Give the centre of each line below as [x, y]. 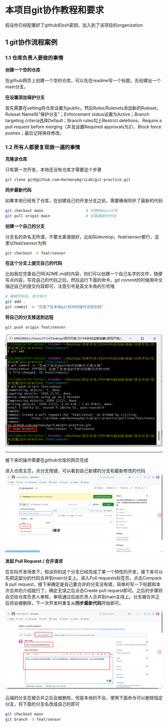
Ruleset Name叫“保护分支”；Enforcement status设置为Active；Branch [77, 114]
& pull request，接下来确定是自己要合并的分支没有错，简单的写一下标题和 [81, 584]
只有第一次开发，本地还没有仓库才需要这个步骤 [53, 169]
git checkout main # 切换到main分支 [62, 211]
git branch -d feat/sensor [33, 719]
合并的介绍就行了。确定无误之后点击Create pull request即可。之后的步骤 [84, 590]
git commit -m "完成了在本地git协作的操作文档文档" [54, 307]
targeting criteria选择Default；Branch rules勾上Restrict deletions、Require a [83, 120]
